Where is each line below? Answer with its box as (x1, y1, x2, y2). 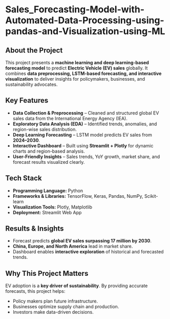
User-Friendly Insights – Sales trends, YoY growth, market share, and (12, 153, 160, 160)
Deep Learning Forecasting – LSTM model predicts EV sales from (12, 132, 152, 138)
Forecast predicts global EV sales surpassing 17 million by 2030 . (12, 238, 152, 244)
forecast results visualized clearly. (12, 159, 85, 165)
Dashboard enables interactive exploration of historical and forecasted (12, 249, 164, 255)
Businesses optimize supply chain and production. (12, 304, 119, 310)
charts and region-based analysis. (12, 148, 86, 154)
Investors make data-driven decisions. (12, 309, 94, 315)
